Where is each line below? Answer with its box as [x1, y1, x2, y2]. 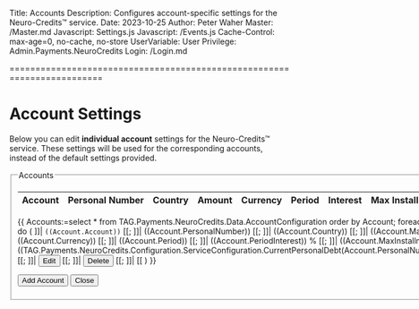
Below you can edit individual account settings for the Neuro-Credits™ [9, 133, 270, 144]
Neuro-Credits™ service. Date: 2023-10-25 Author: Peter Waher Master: [9, 17, 274, 28]
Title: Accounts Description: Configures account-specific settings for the [9, 8, 278, 18]
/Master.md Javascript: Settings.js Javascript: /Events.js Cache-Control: [9, 27, 276, 37]
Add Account [21, 275, 64, 285]
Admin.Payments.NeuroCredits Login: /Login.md [9, 46, 188, 56]
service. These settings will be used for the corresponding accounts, [9, 142, 263, 153]
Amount [197, 193, 233, 206]
